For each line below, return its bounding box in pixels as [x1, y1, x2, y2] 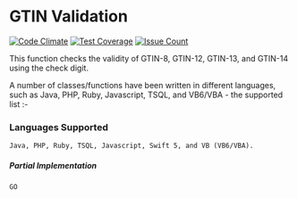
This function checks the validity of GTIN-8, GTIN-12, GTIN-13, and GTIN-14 [9, 53, 289, 63]
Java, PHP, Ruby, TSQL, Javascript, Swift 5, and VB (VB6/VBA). [9, 141, 254, 151]
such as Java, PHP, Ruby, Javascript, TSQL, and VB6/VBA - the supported [9, 89, 284, 100]
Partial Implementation [9, 160, 98, 170]
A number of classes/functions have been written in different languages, [9, 79, 276, 90]
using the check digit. [9, 62, 89, 73]
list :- [9, 98, 29, 109]
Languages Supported [9, 120, 109, 133]
